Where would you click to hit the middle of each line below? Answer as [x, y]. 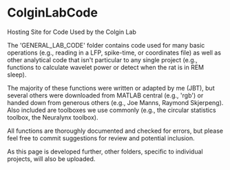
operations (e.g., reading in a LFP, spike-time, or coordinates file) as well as [114, 53]
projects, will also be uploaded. [51, 159]
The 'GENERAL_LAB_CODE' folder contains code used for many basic [106, 45]
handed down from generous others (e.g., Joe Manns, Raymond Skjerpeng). [115, 102]
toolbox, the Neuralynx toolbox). [53, 117]
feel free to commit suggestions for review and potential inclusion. [101, 138]
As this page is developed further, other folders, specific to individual [105, 151]
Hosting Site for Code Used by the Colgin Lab [72, 32]
